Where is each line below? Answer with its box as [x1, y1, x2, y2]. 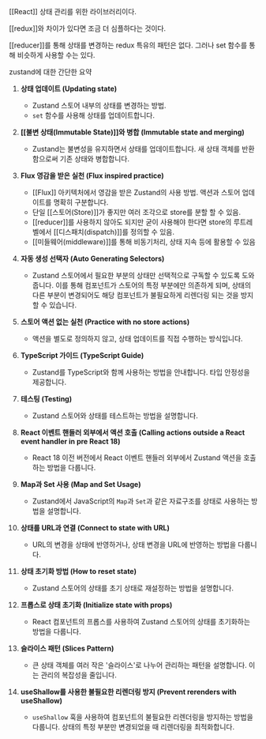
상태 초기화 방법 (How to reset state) [20, 567, 137, 575]
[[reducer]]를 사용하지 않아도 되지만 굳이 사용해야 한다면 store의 [32, 217, 232, 227]
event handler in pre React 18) [20, 437, 121, 446]
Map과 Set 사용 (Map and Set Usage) [20, 480, 141, 488]
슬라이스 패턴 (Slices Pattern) [20, 643, 114, 653]
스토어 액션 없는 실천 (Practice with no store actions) [20, 317, 190, 326]
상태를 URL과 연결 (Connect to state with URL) [20, 523, 170, 532]
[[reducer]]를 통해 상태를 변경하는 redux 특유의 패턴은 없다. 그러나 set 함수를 [9, 40, 248, 50]
